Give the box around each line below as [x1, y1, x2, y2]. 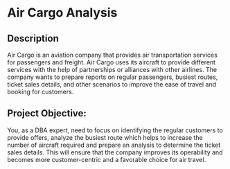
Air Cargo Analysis [7, 5, 118, 21]
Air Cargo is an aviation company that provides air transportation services [7, 51, 218, 59]
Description [7, 33, 59, 44]
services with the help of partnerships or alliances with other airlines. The [7, 66, 217, 73]
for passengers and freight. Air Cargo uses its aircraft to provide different [7, 58, 216, 66]
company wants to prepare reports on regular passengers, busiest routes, [7, 73, 218, 81]
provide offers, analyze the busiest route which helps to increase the [7, 133, 203, 141]
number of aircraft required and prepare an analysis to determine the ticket [7, 141, 221, 149]
